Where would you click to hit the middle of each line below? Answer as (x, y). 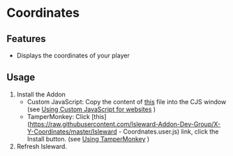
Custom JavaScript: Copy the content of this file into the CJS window (127, 101)
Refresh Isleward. (42, 146)
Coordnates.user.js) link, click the (171, 132)
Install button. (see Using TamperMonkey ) (88, 139)
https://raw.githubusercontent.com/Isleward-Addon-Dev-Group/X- (125, 124)
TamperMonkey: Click (59, 116)
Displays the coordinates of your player (73, 55)
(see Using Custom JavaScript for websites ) (91, 109)
